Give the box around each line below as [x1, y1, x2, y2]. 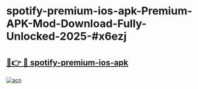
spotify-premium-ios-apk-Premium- [6, 4, 193, 18]
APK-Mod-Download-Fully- [6, 17, 147, 30]
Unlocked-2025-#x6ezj [6, 30, 127, 43]
